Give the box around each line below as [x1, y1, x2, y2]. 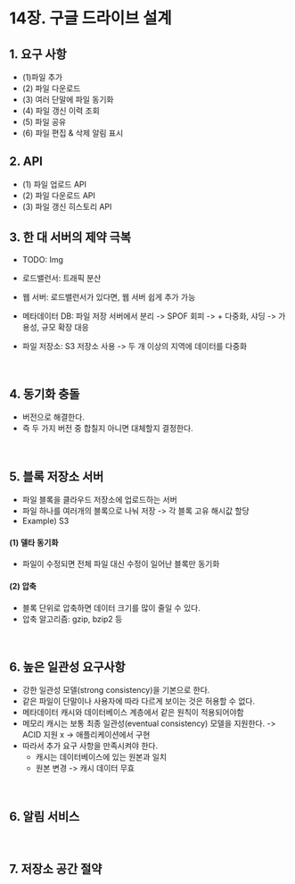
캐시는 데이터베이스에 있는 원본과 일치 [35, 752, 168, 763]
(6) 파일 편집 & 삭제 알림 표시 [21, 128, 124, 138]
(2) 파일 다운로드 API [21, 189, 96, 201]
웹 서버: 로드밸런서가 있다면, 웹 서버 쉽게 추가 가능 [21, 291, 196, 302]
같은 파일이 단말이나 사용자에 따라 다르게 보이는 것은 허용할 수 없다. [21, 696, 256, 706]
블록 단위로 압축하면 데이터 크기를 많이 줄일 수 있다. [21, 602, 201, 613]
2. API [9, 154, 43, 170]
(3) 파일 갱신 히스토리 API [21, 201, 112, 212]
